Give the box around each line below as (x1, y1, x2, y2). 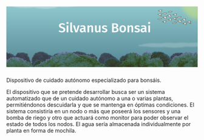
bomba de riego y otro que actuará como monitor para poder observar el (6, 114, 189, 121)
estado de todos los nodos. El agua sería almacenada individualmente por (6, 120, 191, 127)
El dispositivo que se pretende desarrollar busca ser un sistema (6, 88, 165, 95)
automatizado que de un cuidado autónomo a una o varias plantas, (6, 95, 174, 102)
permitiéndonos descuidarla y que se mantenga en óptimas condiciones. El (6, 101, 194, 108)
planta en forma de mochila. (6, 127, 76, 134)
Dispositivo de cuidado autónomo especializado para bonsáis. (6, 76, 162, 84)
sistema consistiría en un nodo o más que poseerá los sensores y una (6, 107, 181, 115)
